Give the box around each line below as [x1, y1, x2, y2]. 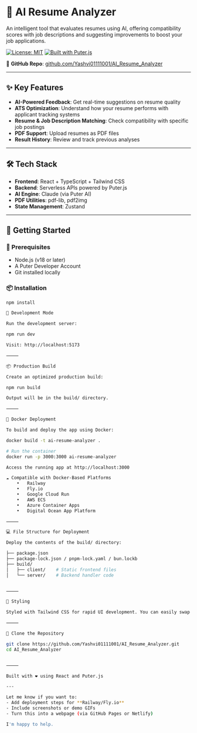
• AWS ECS [16, 497, 46, 503]
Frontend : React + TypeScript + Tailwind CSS [14, 178, 125, 185]
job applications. [6, 37, 46, 44]
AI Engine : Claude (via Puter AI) [14, 190, 92, 197]
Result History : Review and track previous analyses [14, 135, 140, 143]
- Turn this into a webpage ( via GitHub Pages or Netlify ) [6, 711, 154, 717]
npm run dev [6, 331, 35, 337]
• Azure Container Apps [16, 502, 80, 508]
